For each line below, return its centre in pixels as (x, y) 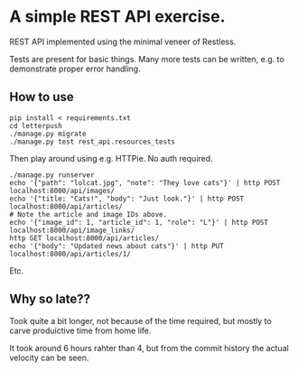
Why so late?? (50, 299)
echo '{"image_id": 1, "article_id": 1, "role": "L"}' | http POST (139, 222)
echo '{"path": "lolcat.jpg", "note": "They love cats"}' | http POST (145, 182)
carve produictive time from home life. (80, 330)
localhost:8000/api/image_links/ (72, 230)
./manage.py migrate (48, 134)
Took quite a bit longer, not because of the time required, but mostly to (141, 321)
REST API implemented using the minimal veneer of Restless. (123, 42)
